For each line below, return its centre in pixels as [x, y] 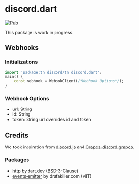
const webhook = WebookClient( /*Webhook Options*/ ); [69, 81]
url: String [22, 109]
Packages [17, 160]
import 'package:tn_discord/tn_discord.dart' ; [54, 72]
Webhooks [22, 48]
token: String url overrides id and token [52, 120]
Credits [17, 135]
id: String [21, 114]
